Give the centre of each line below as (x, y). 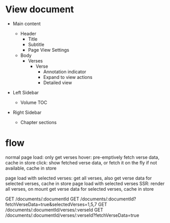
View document (40, 9)
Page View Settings (49, 50)
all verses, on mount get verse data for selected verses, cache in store (80, 189)
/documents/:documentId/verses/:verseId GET (54, 210)
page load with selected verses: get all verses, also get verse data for (79, 178)
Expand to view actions (68, 77)
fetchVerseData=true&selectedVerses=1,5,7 (51, 204)
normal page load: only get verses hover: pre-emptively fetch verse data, (82, 157)
